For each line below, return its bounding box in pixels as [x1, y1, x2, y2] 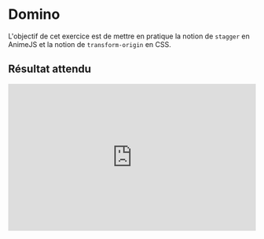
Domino [8, 5, 60, 24]
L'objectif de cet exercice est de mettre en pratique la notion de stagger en [8, 31, 250, 41]
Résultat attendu [8, 63, 92, 76]
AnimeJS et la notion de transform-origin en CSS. [8, 39, 171, 49]
